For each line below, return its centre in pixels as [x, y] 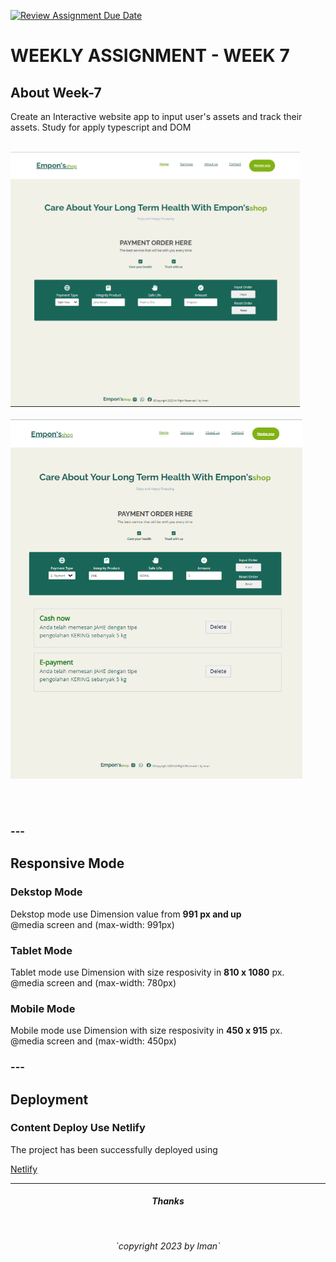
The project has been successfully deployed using [114, 1149]
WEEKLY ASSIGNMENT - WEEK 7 [150, 56]
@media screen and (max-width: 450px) [93, 1041]
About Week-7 [56, 92]
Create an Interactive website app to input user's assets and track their [156, 116]
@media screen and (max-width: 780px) [93, 982]
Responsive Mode [67, 863]
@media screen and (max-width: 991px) [92, 924]
